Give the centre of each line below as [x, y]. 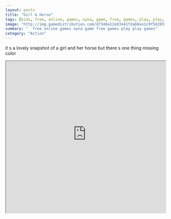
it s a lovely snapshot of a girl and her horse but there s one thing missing [82, 48]
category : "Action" [26, 33]
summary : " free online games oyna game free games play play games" [81, 29]
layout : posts [20, 10]
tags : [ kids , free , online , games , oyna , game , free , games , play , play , [85, 19]
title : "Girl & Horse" [29, 15]
